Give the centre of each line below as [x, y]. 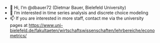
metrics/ [18, 36]
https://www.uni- [46, 25]
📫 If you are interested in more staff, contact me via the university [77, 18]
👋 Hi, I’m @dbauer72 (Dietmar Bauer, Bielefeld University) [68, 8]
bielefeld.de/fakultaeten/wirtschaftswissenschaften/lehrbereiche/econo [82, 30]
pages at [19, 25]
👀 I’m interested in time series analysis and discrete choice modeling [79, 13]
